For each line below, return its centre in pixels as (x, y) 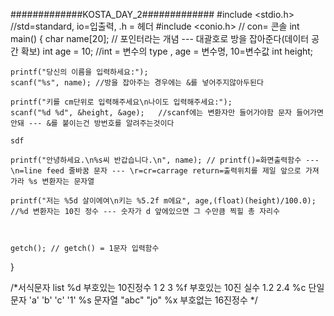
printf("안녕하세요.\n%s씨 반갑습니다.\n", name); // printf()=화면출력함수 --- (165, 160)
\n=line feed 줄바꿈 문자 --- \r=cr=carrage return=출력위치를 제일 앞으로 (156, 171)
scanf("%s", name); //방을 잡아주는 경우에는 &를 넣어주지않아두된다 (137, 83)
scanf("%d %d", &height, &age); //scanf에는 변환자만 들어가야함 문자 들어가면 (167, 113)
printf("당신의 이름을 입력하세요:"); (79, 72)
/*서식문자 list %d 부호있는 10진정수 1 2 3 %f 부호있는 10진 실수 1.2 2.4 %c (158, 287)
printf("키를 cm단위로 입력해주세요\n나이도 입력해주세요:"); (121, 102)
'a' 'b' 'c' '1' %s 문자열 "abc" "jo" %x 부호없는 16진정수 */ (143, 300)
